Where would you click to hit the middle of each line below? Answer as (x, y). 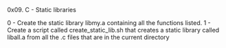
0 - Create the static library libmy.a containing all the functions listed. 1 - (109, 23)
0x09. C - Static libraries (42, 10)
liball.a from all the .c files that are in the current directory (88, 37)
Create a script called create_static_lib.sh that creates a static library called (113, 30)
